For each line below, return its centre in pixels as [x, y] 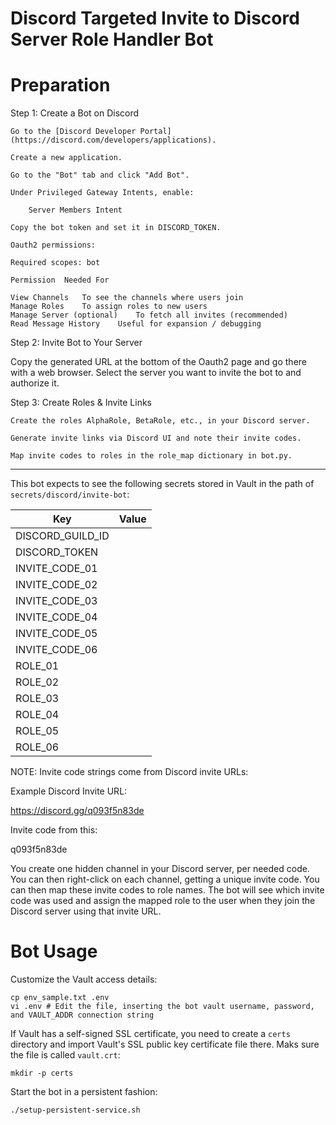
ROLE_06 [37, 747]
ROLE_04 [37, 715]
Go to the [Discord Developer [73, 132]
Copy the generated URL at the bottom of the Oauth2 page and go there [159, 362]
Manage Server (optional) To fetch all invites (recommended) [149, 315]
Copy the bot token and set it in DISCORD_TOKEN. [116, 228]
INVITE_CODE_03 [56, 601]
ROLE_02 [37, 682]
